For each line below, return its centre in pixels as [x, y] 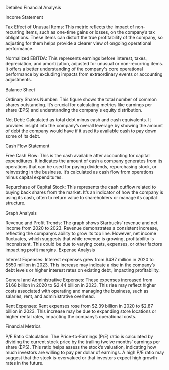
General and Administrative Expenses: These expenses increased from [79, 280]
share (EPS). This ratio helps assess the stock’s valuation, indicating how [81, 347]
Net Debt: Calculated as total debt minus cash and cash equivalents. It [78, 120]
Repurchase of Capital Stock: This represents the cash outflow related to [81, 187]
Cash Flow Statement [27, 146]
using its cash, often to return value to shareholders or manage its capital [81, 198]
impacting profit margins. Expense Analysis [50, 250]
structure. [15, 203]
